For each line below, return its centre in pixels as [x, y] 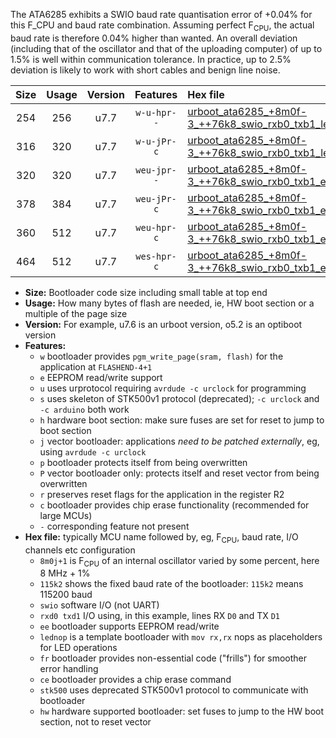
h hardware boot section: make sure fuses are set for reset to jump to [182, 420]
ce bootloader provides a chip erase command [135, 680]
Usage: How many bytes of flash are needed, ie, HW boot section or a [169, 303]
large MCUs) [66, 515]
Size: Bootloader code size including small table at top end [146, 292]
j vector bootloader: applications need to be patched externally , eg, [179, 441]
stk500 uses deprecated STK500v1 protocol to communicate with [174, 690]
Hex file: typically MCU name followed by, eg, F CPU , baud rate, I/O [161, 537]
